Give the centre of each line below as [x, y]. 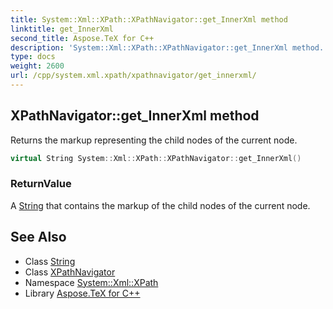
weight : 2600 [37, 66]
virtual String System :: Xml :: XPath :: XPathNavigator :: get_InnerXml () [156, 158]
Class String [50, 261]
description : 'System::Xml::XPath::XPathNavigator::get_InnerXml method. [167, 47]
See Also [38, 237]
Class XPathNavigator [70, 272]
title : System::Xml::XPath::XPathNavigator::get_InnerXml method [149, 19]
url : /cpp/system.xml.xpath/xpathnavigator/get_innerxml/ [133, 76]
